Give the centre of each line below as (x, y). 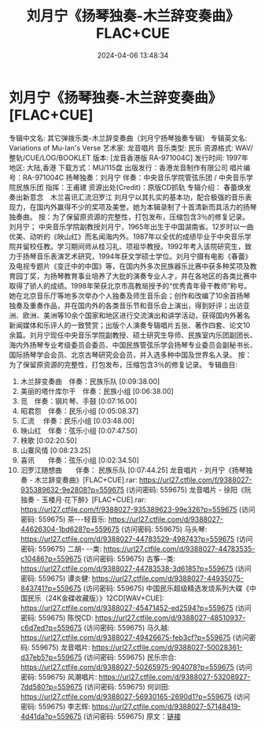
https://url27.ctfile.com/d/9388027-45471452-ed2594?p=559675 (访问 (136, 608)
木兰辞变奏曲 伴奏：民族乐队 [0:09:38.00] (90, 381)
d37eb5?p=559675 (51, 657)
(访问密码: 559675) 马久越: (127, 627)
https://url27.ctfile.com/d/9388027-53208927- (175, 677)
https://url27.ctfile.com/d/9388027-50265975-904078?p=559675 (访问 (136, 667)
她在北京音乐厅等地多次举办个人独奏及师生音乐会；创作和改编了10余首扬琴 (130, 296)
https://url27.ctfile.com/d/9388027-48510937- (170, 617)
